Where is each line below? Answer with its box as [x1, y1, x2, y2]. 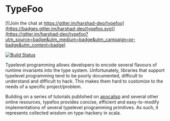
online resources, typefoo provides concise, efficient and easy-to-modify [5, 98, 159, 105]
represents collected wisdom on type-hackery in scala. [5, 110, 122, 116]
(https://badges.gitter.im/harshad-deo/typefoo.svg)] [5, 25, 115, 31]
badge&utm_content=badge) [5, 42, 66, 48]
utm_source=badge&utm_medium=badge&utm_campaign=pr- [5, 36, 136, 43]
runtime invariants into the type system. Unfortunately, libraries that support [5, 67, 165, 73]
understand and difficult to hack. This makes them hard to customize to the [5, 78, 163, 84]
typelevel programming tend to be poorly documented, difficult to [5, 72, 143, 78]
